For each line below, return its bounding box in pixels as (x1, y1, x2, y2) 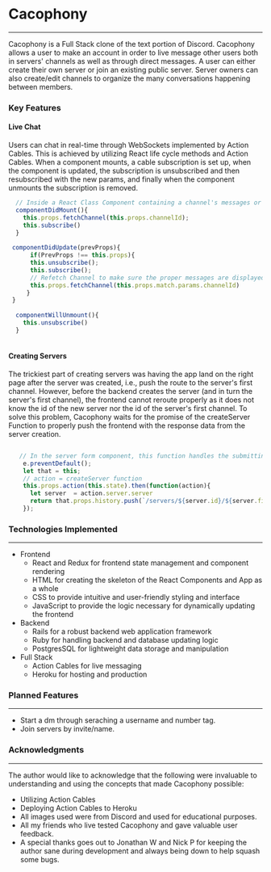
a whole (31, 584, 59, 593)
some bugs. (19, 854, 60, 864)
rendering (31, 567, 65, 576)
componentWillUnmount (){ (15, 312, 99, 320)
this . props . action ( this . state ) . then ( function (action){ (23, 482, 211, 490)
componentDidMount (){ (15, 206, 89, 214)
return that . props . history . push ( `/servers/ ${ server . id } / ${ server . (29, 497, 258, 505)
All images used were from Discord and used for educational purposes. (19, 811, 257, 821)
